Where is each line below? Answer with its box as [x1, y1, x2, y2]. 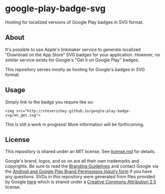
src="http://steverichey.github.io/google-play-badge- [16, 109, 132, 113]
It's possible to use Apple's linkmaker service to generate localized [5, 46, 141, 52]
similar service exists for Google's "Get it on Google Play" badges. [5, 57, 139, 63]
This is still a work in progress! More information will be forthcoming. [5, 121, 144, 127]
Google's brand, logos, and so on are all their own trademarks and [5, 158, 139, 164]
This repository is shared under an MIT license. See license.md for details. [5, 148, 156, 155]
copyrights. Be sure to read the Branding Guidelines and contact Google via [5, 163, 159, 169]
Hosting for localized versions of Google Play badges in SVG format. [5, 19, 144, 25]
